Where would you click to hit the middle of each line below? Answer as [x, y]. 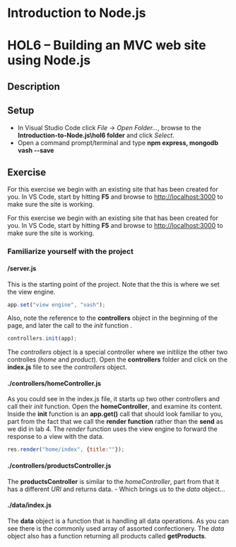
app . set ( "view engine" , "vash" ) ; [57, 305]
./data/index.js [29, 505]
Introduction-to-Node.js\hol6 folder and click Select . [96, 135]
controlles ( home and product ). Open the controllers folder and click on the [118, 359]
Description [34, 86]
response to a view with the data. [56, 437]
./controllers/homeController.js [54, 383]
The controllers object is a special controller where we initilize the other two [118, 352]
